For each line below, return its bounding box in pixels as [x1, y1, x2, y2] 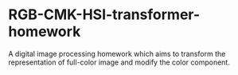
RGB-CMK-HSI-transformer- [8, 6, 201, 24]
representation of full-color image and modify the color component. [8, 57, 231, 67]
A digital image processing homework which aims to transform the [8, 49, 226, 58]
